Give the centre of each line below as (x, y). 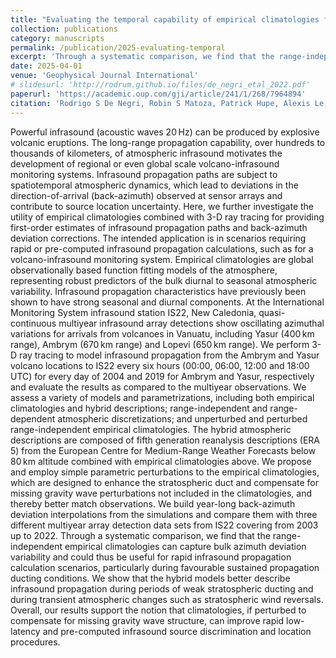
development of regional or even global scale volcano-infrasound (145, 163)
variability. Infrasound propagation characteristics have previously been (158, 291)
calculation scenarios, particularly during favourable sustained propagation (165, 567)
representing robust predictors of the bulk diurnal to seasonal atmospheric (164, 280)
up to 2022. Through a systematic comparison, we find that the (140, 535)
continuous (33, 323)
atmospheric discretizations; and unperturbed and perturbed (182, 418)
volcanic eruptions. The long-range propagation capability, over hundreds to (168, 142)
